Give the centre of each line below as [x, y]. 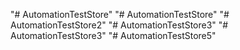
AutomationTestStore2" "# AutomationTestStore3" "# [119, 25]
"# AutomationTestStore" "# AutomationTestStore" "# [120, 14]
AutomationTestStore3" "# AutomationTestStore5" [113, 35]
